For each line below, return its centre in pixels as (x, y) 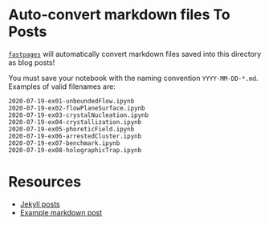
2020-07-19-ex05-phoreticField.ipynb (71, 129)
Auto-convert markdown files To (119, 15)
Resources (45, 182)
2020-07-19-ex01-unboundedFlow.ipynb (71, 101)
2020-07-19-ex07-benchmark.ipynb (64, 143)
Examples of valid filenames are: (62, 86)
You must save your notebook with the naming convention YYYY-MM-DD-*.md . (133, 78)
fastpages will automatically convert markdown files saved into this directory (135, 54)
